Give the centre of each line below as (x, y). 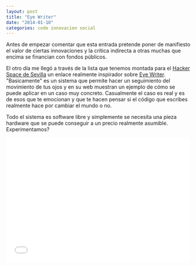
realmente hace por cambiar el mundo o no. (59, 105)
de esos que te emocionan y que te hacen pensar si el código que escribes (97, 100)
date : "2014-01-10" (30, 22)
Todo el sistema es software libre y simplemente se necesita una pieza (92, 117)
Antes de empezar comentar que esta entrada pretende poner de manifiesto (98, 45)
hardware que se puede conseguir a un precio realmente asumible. (87, 123)
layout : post (22, 11)
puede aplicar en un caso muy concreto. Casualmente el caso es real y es (95, 93)
